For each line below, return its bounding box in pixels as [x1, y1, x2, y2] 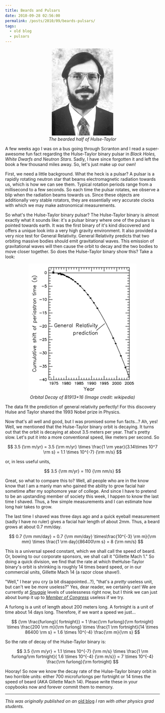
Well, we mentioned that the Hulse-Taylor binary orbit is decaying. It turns [5, 424, 154, 430]
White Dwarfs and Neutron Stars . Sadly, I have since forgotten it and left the [5, 156, 159, 162]
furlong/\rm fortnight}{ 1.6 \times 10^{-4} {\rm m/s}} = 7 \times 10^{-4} [11, 653, 154, 660]
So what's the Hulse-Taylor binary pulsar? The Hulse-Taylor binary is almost [5, 212, 159, 218]
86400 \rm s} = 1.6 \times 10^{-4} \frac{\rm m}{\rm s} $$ [25, 629, 140, 635]
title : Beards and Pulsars [5, 8, 60, 13]
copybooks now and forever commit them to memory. [5, 684, 114, 690]
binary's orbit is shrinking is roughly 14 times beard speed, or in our [5, 564, 141, 570]
